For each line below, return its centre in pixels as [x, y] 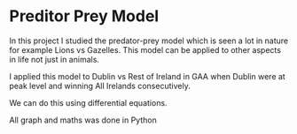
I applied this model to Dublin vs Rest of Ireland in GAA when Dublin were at [147, 76]
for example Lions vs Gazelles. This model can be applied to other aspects [145, 49]
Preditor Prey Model [84, 16]
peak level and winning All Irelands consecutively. [100, 86]
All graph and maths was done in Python [83, 120]
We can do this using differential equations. [88, 102]
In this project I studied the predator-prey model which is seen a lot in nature [149, 41]
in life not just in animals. [55, 59]
